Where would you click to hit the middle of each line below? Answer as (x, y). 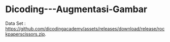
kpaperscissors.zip (25, 34)
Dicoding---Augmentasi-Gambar (76, 9)
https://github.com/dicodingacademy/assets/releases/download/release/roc (85, 28)
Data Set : (16, 23)
